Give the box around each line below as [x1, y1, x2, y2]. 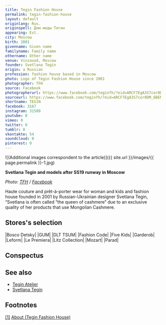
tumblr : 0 [5, 127, 26, 132]
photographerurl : [5, 90, 41, 95]
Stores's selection [5, 218, 63, 227]
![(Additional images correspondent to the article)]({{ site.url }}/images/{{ [5, 155, 154, 160]
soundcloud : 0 [5, 136, 35, 141]
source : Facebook [5, 85, 41, 91]
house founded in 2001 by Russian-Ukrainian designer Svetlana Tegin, [5, 194, 148, 200]
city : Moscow [5, 35, 32, 40]
